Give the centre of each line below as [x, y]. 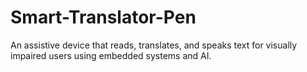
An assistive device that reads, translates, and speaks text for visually [154, 45]
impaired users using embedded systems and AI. [111, 55]
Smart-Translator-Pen [103, 17]
